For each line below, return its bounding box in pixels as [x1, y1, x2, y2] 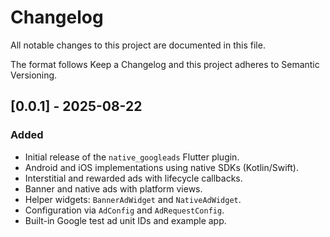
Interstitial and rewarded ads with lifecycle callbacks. [24, 172, 243, 184]
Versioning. [10, 69, 58, 81]
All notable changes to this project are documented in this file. [10, 39, 266, 51]
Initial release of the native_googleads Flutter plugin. [24, 151, 240, 163]
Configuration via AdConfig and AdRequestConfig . [24, 204, 225, 216]
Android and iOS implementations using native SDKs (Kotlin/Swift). [24, 161, 299, 173]
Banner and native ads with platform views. [24, 182, 203, 195]
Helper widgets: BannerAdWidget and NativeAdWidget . [24, 193, 242, 205]
